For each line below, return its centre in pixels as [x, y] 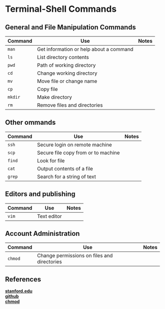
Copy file [47, 89]
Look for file [51, 161]
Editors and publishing [40, 194]
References [23, 279]
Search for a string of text [67, 176]
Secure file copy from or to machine [79, 152]
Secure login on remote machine [74, 144]
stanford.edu [19, 291]
